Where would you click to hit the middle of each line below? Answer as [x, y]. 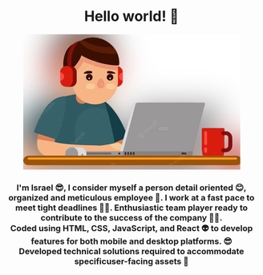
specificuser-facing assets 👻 [131, 261]
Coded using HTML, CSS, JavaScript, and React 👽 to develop [131, 228]
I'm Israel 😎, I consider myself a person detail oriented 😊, [131, 188]
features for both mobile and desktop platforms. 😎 [131, 241]
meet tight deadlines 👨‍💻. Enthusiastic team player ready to [131, 208]
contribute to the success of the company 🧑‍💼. [131, 217]
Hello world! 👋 [131, 16]
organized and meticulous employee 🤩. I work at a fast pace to [131, 197]
